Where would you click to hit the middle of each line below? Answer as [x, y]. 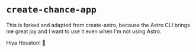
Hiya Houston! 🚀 [26, 43]
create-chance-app [51, 10]
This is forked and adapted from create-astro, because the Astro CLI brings [98, 25]
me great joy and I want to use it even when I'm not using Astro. [84, 31]
